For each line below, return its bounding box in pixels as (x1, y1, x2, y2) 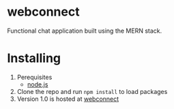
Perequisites (16, 73, 53, 81)
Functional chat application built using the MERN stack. (7, 27, 162, 35)
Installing (7, 50, 61, 66)
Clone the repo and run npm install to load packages (16, 87, 168, 95)
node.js (27, 80, 48, 89)
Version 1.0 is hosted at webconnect (16, 95, 119, 103)
